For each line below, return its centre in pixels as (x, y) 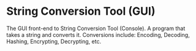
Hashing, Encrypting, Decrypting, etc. (54, 41)
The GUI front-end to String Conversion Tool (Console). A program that (96, 28)
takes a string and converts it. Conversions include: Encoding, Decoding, (98, 34)
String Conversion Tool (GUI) (81, 11)
